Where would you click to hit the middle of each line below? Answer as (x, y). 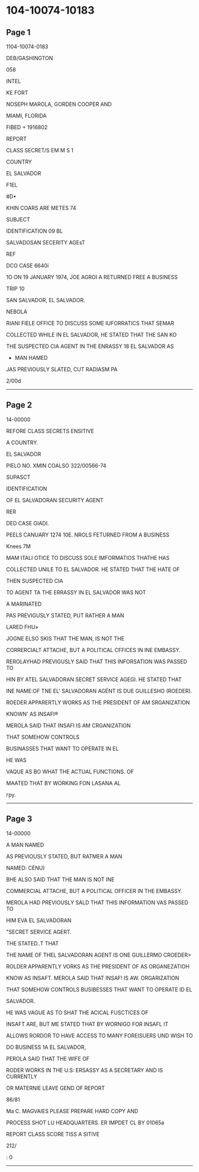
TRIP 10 (15, 289)
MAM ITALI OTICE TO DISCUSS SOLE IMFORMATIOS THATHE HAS (88, 557)
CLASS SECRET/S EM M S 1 (40, 150)
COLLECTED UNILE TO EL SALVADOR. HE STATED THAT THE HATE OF (93, 569)
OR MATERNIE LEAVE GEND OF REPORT (56, 1088)
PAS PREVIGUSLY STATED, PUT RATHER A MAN (65, 615)
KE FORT (17, 93)
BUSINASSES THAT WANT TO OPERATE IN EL (62, 748)
